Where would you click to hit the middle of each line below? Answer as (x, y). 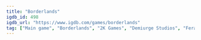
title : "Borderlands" (33, 11)
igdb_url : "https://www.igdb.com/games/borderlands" (73, 22)
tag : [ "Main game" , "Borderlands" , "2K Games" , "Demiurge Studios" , (93, 28)
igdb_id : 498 (22, 17)
